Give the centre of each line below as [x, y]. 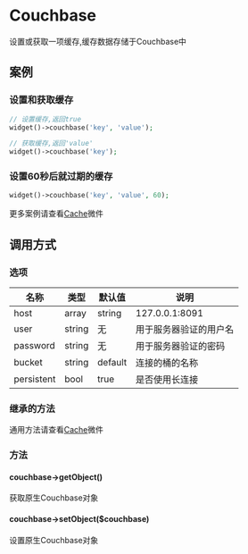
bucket [28, 362]
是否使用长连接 [167, 379]
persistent [35, 379]
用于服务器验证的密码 [180, 346]
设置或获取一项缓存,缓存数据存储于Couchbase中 [98, 41]
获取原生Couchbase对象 [54, 498]
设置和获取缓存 [41, 100]
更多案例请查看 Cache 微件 [57, 214]
